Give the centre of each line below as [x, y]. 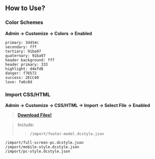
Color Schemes [24, 22]
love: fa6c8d [19, 82]
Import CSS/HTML [28, 94]
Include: [26, 124]
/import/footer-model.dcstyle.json [67, 134]
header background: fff [30, 60]
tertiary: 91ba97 [23, 51]
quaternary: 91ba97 [25, 55]
